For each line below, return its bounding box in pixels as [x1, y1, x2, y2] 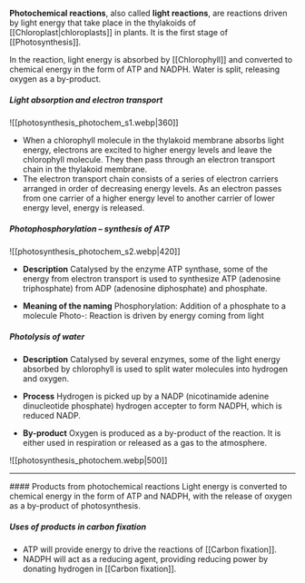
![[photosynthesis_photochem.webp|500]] [9, 454, 168, 466]
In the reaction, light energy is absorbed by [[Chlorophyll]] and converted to [9, 54, 293, 64]
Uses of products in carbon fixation [9, 521, 147, 532]
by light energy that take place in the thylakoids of [9, 17, 197, 28]
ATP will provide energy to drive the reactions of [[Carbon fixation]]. [22, 544, 277, 555]
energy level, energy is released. [22, 202, 145, 212]
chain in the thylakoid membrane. [22, 163, 148, 174]
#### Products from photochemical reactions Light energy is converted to [9, 480, 288, 491]
